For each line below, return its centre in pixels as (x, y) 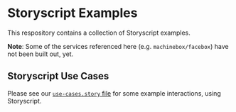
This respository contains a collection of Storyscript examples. (99, 33)
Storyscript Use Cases (58, 76)
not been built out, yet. (41, 54)
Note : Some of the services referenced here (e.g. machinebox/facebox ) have (118, 46)
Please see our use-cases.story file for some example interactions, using (114, 93)
